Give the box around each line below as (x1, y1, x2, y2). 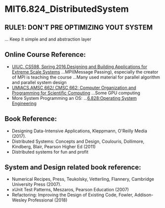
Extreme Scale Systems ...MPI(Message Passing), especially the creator (11, 69, 159, 75)
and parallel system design (11, 79, 67, 85)
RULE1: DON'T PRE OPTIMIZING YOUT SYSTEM (4, 23, 153, 32)
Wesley (11, 197, 27, 203)
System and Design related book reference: (4, 163, 141, 171)
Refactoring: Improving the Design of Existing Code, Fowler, (11, 192, 134, 198)
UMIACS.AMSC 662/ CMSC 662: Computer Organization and (11, 84, 136, 90)
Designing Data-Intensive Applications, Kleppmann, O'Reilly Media (11, 127, 148, 134)
